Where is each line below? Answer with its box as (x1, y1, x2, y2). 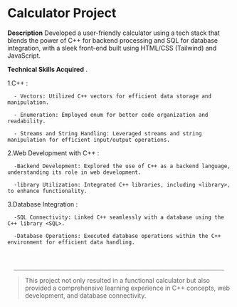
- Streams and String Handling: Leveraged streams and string (14, 130, 202, 137)
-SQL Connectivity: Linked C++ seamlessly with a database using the (14, 214, 224, 221)
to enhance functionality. (7, 187, 88, 194)
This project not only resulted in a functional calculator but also (24, 276, 210, 284)
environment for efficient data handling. (7, 239, 135, 246)
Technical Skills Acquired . (7, 65, 88, 73)
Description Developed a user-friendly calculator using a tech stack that (7, 28, 221, 37)
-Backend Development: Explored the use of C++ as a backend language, (14, 162, 231, 170)
